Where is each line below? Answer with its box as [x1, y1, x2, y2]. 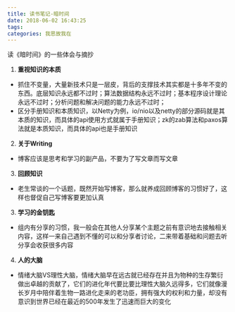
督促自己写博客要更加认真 [30, 193, 104, 202]
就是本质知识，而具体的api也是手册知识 [23, 124, 138, 133]
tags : [7, 23, 23, 30]
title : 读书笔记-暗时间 [7, 10, 70, 18]
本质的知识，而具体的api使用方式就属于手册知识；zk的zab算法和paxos [17, 116, 222, 124]
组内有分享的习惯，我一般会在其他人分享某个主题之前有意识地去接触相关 [17, 223, 227, 232]
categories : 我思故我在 [7, 30, 72, 37]
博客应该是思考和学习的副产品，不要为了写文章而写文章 [17, 155, 178, 163]
